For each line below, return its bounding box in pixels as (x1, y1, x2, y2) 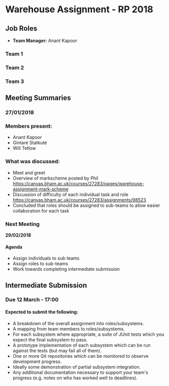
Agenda (5, 244, 22, 250)
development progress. (12, 358, 62, 364)
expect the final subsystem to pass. (12, 336, 88, 342)
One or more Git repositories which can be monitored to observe (12, 353, 149, 359)
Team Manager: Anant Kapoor (12, 37, 78, 44)
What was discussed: (5, 158, 60, 165)
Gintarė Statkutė (12, 140, 47, 146)
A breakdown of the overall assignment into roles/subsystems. (12, 320, 144, 326)
